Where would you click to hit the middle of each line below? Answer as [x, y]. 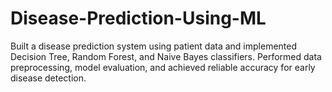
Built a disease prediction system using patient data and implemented [154, 46]
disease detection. [48, 78]
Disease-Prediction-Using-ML [138, 18]
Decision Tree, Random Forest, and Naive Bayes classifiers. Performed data [166, 56]
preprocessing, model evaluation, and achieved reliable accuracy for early [163, 67]
